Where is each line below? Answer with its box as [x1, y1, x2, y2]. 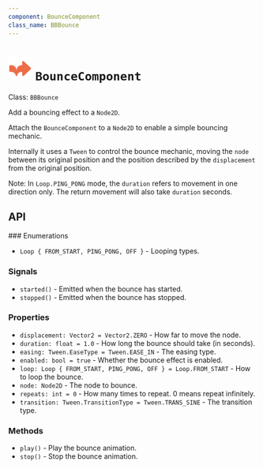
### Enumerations [8, 231, 69, 241]
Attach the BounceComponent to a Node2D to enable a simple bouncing [8, 123, 228, 133]
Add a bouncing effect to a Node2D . [8, 107, 121, 118]
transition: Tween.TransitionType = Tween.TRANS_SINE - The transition [19, 397, 253, 407]
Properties [8, 312, 50, 323]
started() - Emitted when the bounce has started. [19, 284, 183, 294]
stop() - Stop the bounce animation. [19, 452, 138, 461]
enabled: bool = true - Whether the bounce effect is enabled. [19, 355, 224, 365]
